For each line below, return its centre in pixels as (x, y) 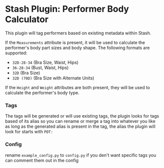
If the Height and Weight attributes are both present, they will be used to (78, 87)
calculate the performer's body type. (42, 93)
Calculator (27, 19)
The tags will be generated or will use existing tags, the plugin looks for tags (82, 116)
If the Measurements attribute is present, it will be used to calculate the (75, 42)
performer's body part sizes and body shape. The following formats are (77, 48)
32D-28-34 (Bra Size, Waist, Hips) (45, 62)
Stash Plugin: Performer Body (67, 9)
